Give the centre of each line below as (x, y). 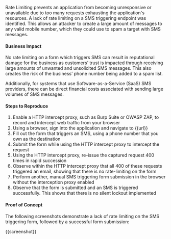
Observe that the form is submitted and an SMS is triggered (75, 188)
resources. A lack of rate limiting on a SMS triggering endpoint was (76, 18)
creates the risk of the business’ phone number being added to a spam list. (84, 74)
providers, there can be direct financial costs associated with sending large (84, 89)
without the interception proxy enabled (53, 182)
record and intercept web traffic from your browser (66, 123)
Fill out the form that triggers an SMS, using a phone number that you (86, 134)
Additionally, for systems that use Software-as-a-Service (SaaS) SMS (78, 84)
